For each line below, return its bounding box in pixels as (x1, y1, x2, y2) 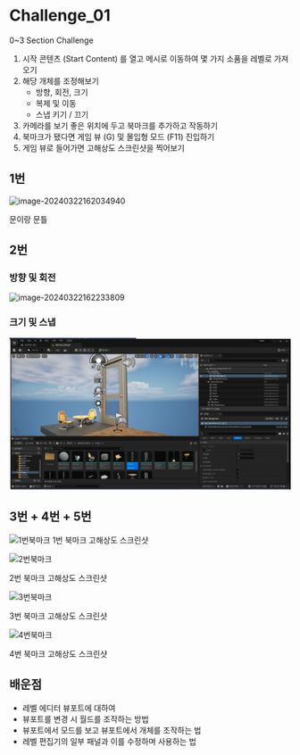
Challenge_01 (9, 5, 112, 26)
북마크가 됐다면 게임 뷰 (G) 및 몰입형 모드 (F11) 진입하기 (21, 131, 215, 142)
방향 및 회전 (9, 271, 56, 284)
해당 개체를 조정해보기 (21, 75, 100, 86)
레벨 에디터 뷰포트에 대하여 (21, 702, 116, 713)
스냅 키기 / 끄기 (35, 109, 89, 120)
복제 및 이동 (35, 97, 77, 108)
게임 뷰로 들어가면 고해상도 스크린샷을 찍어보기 (21, 142, 185, 153)
